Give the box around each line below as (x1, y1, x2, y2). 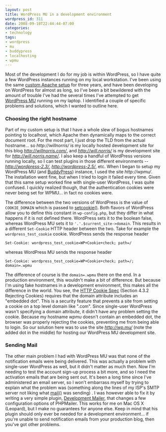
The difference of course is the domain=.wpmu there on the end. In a (5, 272, 141, 278)
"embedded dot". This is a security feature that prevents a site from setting (5, 298, 158, 304)
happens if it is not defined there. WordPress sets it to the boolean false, (5, 215, 153, 221)
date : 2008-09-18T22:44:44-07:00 (5, 21, 74, 26)
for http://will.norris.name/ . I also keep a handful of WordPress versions (5, 153, 151, 159)
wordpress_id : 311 (5, 16, 43, 21)
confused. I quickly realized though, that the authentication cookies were (5, 184, 154, 191)
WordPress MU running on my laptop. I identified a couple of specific (5, 97, 146, 104)
